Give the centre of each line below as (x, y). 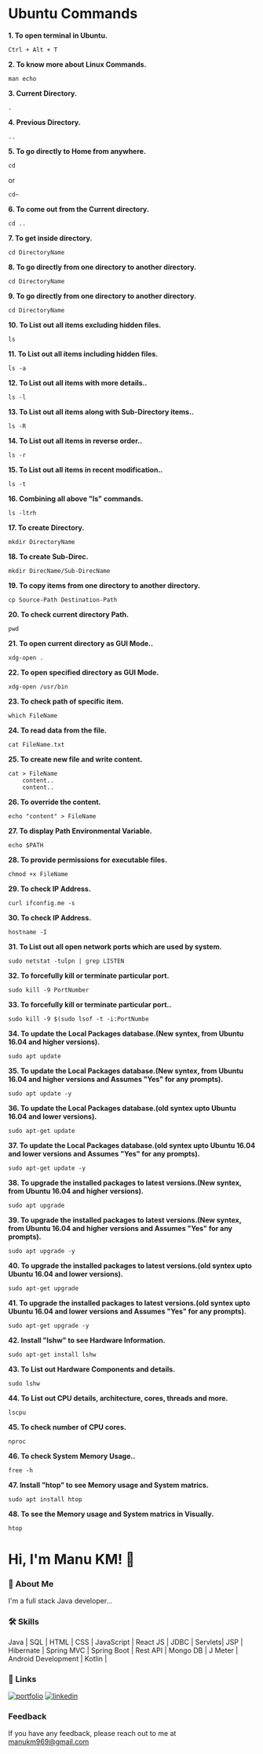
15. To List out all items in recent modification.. (86, 470)
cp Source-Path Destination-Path (63, 600)
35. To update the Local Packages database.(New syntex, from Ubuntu (126, 1071)
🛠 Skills (24, 1622)
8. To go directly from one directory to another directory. (102, 267)
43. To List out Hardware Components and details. (92, 1369)
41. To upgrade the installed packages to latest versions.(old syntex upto (129, 1303)
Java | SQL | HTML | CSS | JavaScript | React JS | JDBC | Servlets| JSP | (126, 1642)
